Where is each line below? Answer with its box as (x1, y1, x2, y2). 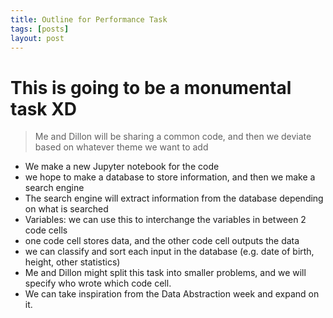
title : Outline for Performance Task (10, 14, 168, 25)
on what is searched (24, 203, 109, 215)
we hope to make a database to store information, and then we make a (24, 171, 316, 183)
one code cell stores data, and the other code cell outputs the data (24, 235, 300, 247)
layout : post (10, 33, 65, 43)
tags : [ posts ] (10, 24, 70, 34)
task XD (10, 97, 78, 120)
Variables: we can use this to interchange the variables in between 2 (24, 214, 307, 226)
